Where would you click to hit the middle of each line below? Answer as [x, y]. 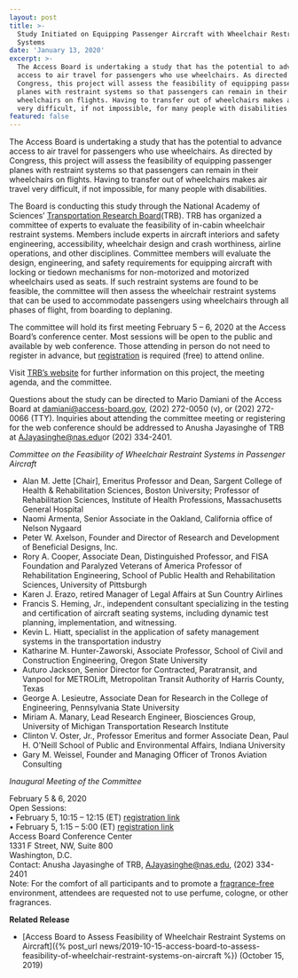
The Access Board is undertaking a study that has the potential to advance [145, 142]
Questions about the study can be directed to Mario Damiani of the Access [145, 400]
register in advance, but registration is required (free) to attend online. [137, 355]
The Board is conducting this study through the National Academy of [135, 206]
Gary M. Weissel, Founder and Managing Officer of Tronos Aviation [145, 755]
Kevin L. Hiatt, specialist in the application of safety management [141, 632]
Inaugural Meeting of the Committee [75, 782]
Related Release [39, 919]
